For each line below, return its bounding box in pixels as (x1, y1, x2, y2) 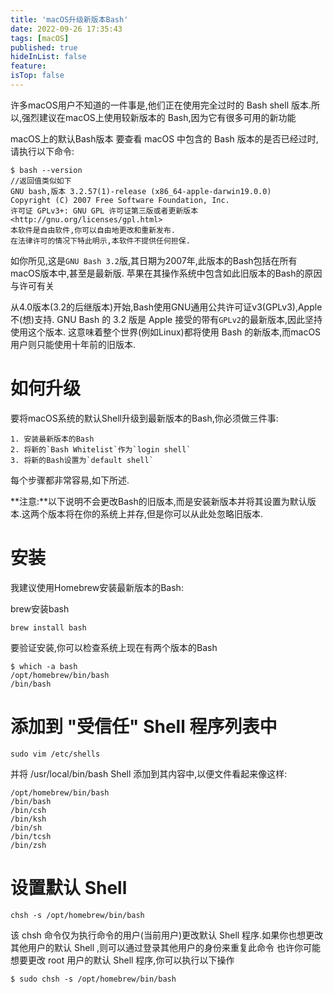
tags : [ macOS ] (10, 33, 70, 43)
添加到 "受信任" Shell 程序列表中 (10, 715, 278, 738)
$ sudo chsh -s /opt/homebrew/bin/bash (10, 974, 177, 984)
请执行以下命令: (10, 145, 75, 157)
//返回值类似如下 (10, 176, 72, 186)
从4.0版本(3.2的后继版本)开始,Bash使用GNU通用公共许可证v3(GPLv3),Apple (10, 301, 323, 313)
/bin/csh (10, 805, 47, 815)
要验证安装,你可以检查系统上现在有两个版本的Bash (10, 641, 218, 653)
